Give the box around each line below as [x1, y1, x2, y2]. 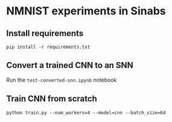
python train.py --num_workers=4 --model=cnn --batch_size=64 [6, 109, 166, 115]
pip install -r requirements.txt [6, 44, 91, 50]
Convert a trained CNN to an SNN [6, 60, 134, 70]
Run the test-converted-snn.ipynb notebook [6, 76, 117, 84]
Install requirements [6, 28, 84, 38]
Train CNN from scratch [6, 94, 98, 104]
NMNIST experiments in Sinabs [6, 4, 166, 18]
